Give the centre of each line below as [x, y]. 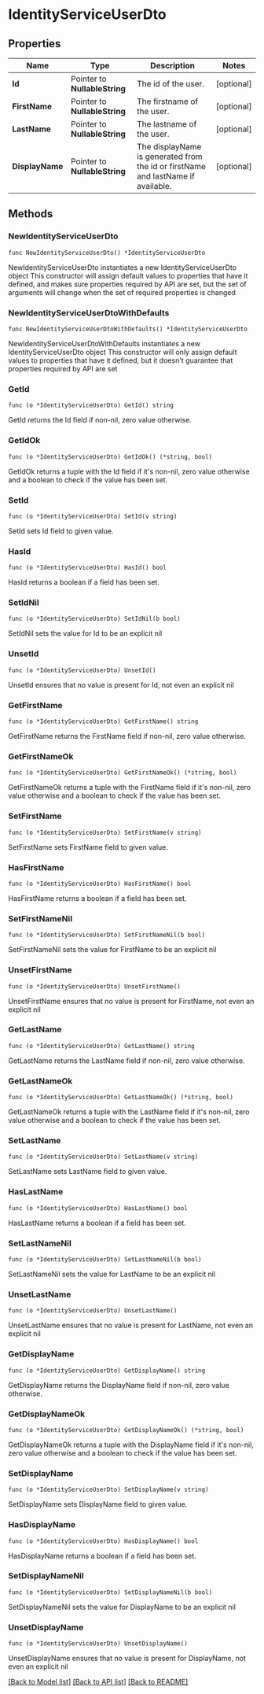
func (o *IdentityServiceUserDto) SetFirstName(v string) [105, 832]
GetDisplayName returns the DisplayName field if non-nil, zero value [119, 1385]
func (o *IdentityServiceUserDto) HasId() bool [88, 568]
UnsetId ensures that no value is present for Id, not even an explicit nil [121, 685]
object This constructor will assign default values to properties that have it [128, 275]
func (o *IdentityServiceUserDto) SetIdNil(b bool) [94, 619]
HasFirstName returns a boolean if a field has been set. [97, 898]
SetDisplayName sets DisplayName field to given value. [98, 1504]
